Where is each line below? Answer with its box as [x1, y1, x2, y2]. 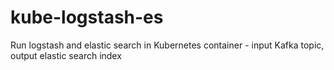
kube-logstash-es [10, 6, 164, 29]
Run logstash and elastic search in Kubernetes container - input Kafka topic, [10, 39, 325, 51]
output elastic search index [10, 49, 122, 61]
